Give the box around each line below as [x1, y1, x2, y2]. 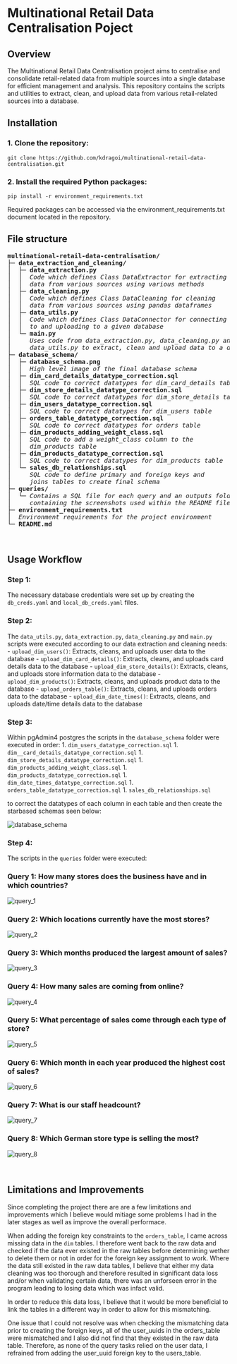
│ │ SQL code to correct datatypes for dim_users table [7, 407, 212, 415]
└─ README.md [7, 520, 53, 528]
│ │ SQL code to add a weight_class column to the [7, 435, 194, 443]
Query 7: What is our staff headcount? [7, 1100, 141, 1110]
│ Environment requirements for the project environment [7, 513, 212, 521]
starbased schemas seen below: [7, 807, 102, 816]
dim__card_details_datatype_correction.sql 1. [7, 748, 143, 756]
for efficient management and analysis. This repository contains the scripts [7, 82, 226, 90]
